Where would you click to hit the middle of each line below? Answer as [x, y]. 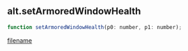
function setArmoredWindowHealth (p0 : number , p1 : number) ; [95, 27]
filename [20, 40]
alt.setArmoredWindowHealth [74, 11]
